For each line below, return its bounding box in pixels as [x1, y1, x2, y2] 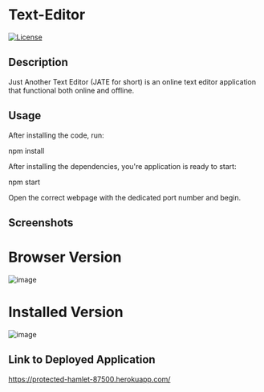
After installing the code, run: [8, 130, 104, 140]
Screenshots [8, 216, 74, 229]
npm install [8, 146, 45, 155]
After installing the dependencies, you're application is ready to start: [8, 161, 237, 171]
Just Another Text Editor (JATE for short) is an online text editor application [8, 76, 257, 86]
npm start [8, 177, 41, 187]
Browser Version [8, 248, 122, 266]
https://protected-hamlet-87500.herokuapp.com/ [8, 374, 171, 384]
